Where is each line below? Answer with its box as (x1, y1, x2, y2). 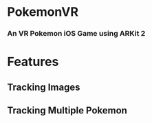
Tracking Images (7, 81, 80, 93)
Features (7, 54, 59, 69)
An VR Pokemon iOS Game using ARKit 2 (7, 29, 146, 38)
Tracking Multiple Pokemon (7, 104, 127, 117)
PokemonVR (7, 4, 79, 20)
